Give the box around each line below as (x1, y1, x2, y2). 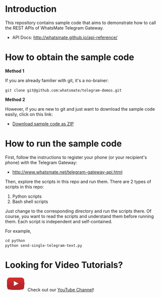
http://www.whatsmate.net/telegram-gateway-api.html (12, 169, 123, 175)
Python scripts (12, 193, 42, 199)
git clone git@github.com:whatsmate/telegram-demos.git (5, 88, 122, 93)
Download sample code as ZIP (12, 120, 74, 126)
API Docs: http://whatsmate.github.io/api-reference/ (12, 34, 118, 40)
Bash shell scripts (12, 198, 48, 205)
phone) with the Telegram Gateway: (5, 159, 78, 165)
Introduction (5, 3, 57, 15)
